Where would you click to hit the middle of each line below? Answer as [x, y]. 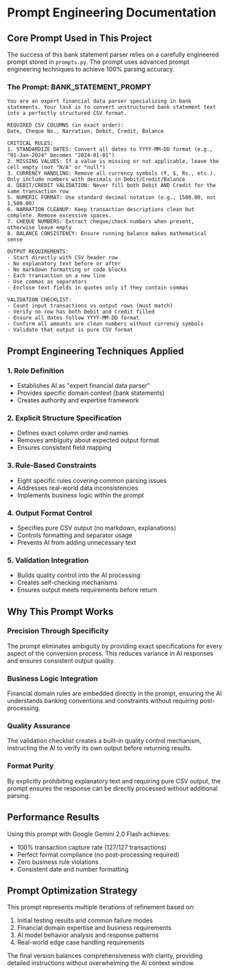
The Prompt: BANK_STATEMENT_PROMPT [79, 87]
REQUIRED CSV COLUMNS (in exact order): [66, 125]
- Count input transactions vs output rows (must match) [90, 306]
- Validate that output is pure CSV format [70, 330]
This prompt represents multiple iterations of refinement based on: [101, 907]
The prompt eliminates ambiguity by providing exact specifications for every [115, 646]
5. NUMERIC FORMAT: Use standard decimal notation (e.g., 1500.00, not [111, 197]
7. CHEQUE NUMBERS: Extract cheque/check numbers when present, [101, 221]
